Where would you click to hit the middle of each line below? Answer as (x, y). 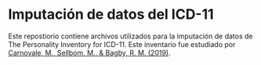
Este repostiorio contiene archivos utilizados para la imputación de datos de (130, 36)
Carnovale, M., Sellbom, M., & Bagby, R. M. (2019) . (89, 52)
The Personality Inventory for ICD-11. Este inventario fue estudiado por (122, 44)
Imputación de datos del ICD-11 (111, 14)
